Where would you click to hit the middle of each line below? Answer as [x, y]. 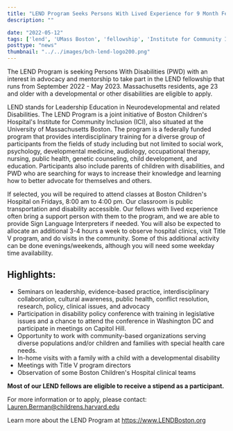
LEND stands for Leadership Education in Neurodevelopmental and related [114, 107]
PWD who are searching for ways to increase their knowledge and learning [114, 173]
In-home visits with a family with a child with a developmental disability [119, 358]
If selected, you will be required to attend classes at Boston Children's [107, 194]
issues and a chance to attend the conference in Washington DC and [115, 321]
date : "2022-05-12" [35, 33]
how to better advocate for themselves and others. [80, 181]
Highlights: [32, 275]
